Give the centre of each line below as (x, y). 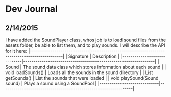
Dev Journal (31, 9)
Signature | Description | (94, 56)
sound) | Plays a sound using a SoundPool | (51, 83)
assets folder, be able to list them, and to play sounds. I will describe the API (85, 45)
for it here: (16, 51)
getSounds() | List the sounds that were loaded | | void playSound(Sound (82, 78)
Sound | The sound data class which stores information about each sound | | (86, 67)
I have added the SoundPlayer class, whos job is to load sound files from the (86, 40)
